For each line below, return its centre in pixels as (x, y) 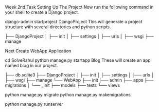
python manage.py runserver (34, 104)
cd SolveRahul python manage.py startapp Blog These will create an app (78, 60)
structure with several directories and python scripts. (58, 27)
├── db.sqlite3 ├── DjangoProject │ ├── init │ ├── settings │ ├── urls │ (79, 75)
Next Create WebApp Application (38, 51)
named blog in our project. (32, 65)
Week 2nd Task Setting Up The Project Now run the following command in (79, 7)
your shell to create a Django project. (42, 12)
